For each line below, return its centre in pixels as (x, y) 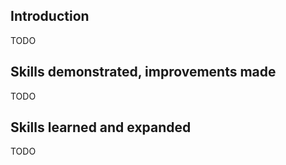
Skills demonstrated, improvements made (143, 72)
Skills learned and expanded (101, 127)
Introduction (50, 16)
